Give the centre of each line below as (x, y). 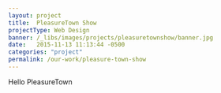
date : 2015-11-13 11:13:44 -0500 (67, 45)
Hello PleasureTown (40, 82)
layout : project (35, 15)
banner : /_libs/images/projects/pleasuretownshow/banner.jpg (111, 37)
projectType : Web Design (49, 30)
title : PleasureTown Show (52, 23)
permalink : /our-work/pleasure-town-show (77, 60)
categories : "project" (45, 52)
